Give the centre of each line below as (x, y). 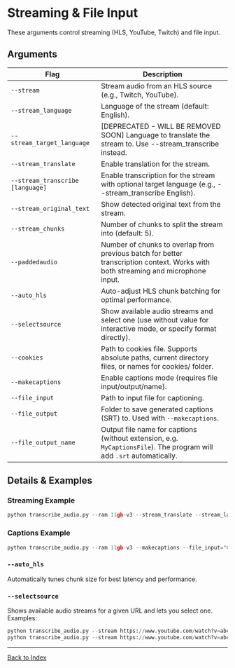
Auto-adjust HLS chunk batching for (161, 291)
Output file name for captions (149, 429)
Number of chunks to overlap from (158, 245)
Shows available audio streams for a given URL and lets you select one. (110, 611)
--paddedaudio (34, 262)
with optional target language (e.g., (158, 184)
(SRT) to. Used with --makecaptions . (160, 418)
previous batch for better (142, 253)
